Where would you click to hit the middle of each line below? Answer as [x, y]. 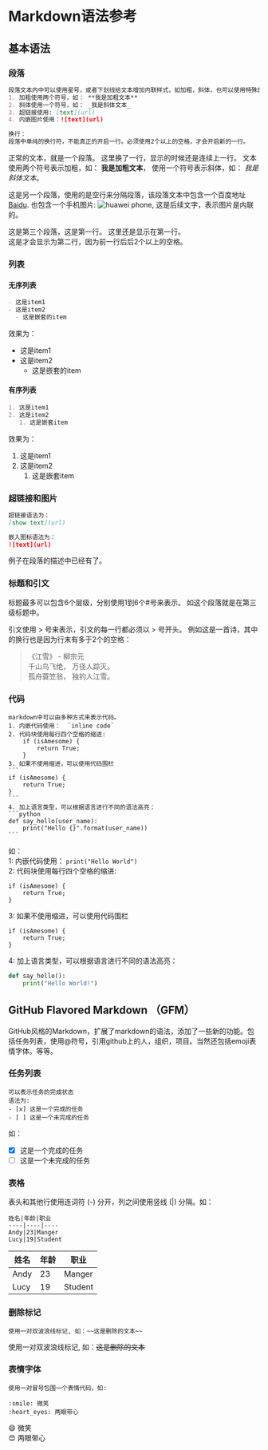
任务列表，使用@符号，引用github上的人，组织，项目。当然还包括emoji [132, 1041]
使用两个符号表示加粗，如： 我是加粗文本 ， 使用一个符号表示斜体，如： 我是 [134, 168]
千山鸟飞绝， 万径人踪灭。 [71, 666]
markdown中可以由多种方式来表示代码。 [64, 717]
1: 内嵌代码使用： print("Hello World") [73, 861]
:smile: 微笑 [29, 1403]
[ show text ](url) [37, 523]
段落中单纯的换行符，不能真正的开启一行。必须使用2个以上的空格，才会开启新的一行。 [129, 142]
